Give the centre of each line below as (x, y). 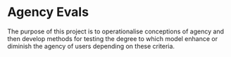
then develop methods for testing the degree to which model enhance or (113, 38)
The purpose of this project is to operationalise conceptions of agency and (115, 31)
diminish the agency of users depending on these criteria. (91, 46)
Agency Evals (48, 12)
